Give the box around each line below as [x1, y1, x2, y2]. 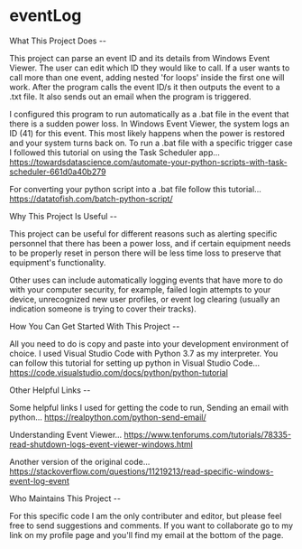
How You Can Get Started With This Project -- [9, 321, 180, 331]
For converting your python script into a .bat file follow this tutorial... [9, 183, 261, 194]
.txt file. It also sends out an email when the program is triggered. [9, 91, 252, 102]
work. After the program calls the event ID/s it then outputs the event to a [9, 81, 281, 92]
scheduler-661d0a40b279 [9, 166, 106, 177]
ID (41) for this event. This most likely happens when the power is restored [9, 127, 286, 138]
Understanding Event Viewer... [9, 429, 123, 440]
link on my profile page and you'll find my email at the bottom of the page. [9, 529, 284, 540]
